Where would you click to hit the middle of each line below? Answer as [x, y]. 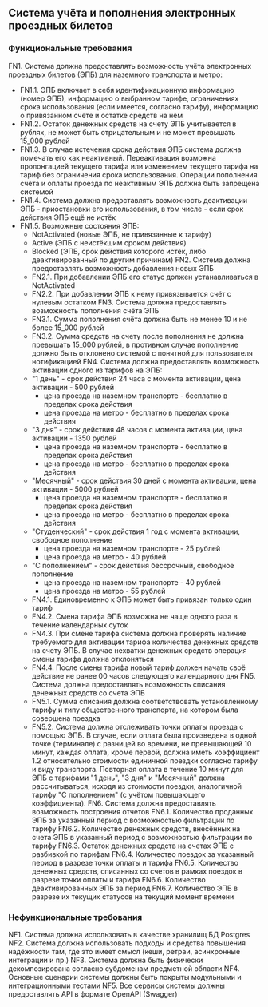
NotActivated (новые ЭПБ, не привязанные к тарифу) [122, 234]
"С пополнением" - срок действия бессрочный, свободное [133, 565]
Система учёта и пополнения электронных [122, 13]
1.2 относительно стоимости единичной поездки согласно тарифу [144, 760]
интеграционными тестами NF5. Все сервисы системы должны [117, 985]
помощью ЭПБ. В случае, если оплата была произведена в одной [144, 735]
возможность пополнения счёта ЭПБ [95, 310]
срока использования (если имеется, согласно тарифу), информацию [139, 106]
